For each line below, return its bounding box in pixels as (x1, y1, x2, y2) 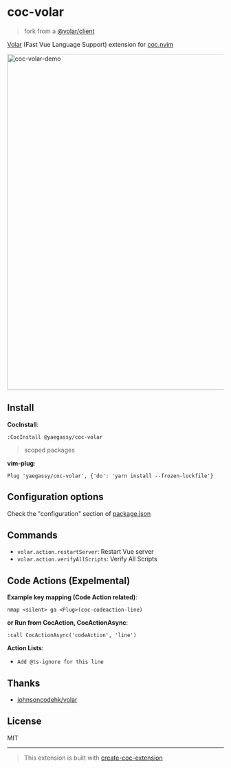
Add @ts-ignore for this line (16, 658, 104, 665)
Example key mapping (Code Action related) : (7, 593, 137, 601)
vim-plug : (7, 459, 36, 467)
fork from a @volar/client (23, 27, 95, 35)
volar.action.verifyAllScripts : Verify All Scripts (16, 555, 157, 563)
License (7, 716, 42, 727)
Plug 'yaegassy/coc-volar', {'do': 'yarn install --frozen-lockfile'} (7, 473, 214, 479)
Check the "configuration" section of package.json (7, 509, 151, 517)
